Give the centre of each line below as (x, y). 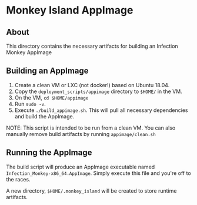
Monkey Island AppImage (70, 10)
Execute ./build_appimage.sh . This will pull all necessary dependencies (101, 110)
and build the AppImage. (44, 116)
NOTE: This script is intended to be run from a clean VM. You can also (91, 128)
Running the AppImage (49, 153)
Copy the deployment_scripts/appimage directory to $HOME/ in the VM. (98, 91)
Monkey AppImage (29, 52)
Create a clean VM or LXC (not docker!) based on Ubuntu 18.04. (92, 85)
